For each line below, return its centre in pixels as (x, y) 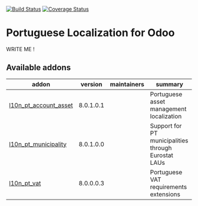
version (91, 84)
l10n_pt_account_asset (41, 105)
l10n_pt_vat (25, 183)
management (168, 109)
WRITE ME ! (20, 49)
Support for (166, 125)
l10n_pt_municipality (38, 144)
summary (170, 84)
